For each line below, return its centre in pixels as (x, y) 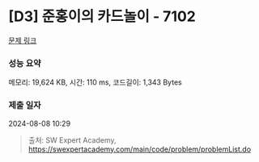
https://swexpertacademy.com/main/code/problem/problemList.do (140, 149)
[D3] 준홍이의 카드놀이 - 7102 (102, 17)
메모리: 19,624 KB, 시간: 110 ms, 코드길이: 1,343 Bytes (95, 82)
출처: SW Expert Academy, (72, 140)
